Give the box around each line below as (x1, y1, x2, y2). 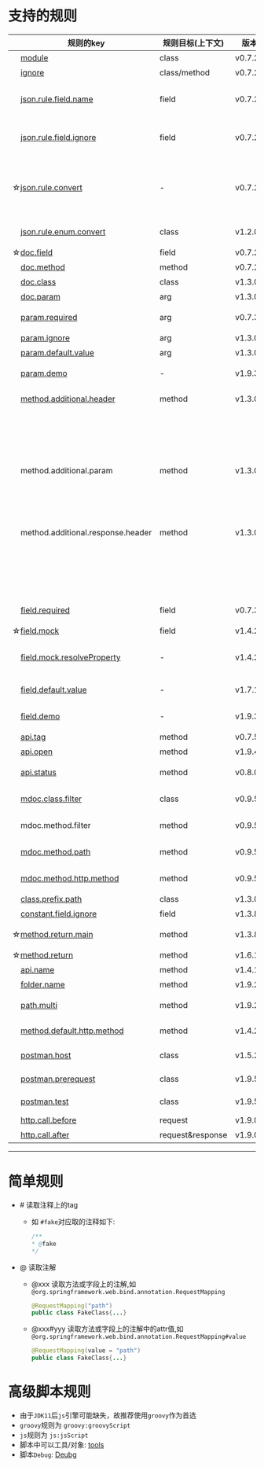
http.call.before (20, 1114, 77, 1125)
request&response (159, 1129, 228, 1140)
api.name (20, 964, 55, 975)
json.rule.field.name (20, 94, 93, 105)
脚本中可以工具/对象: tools (19, 1439, 104, 1449)
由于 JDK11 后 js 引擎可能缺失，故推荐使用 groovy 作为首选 (19, 1410, 196, 1420)
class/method (159, 67, 211, 78)
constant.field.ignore (20, 908, 97, 919)
